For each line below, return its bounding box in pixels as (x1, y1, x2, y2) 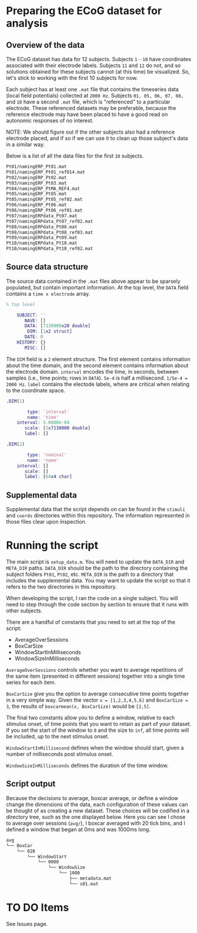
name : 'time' (27, 414, 59, 420)
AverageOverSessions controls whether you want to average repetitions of (6, 667, 183, 674)
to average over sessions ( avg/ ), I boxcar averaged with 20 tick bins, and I (6, 819, 185, 827)
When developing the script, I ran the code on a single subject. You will (6, 595, 178, 602)
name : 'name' (27, 457, 59, 463)
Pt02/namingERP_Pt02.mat (6, 175, 67, 181)
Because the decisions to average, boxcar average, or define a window (6, 794, 178, 801)
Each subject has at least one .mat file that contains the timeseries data (6, 86, 179, 92)
